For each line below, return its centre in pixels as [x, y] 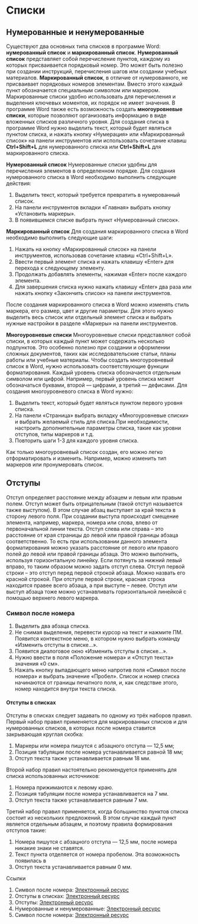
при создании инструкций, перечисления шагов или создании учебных [97, 71]
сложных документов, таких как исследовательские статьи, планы [91, 354]
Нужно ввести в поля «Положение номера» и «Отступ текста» [94, 657]
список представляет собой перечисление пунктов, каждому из [88, 59]
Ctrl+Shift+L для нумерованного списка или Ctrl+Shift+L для [84, 147]
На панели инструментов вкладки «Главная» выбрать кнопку [93, 207]
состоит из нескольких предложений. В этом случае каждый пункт [91, 818]
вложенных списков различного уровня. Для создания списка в [88, 121]
